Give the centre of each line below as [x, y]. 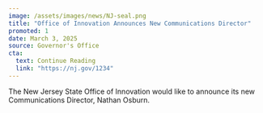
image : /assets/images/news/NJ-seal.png [78, 16]
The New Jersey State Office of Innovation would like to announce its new [132, 91]
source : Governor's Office [54, 46]
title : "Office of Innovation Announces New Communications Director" [130, 23]
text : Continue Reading [55, 61]
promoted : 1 [28, 31]
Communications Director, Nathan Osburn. [79, 100]
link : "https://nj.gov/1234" [65, 69]
